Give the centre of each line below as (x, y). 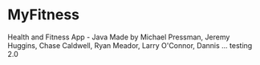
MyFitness (44, 15)
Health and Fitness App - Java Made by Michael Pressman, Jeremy (119, 37)
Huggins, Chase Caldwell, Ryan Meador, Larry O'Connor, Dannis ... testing (130, 45)
